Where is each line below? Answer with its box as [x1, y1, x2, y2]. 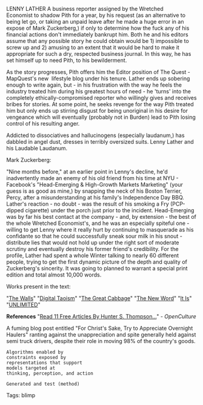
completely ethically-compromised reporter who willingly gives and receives [6, 94, 197, 101]
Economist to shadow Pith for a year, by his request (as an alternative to [6, 12, 186, 19]
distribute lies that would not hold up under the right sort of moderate [6, 239, 180, 246]
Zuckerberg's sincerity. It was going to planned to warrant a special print [6, 265, 188, 272]
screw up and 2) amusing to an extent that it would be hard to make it [6, 44, 180, 51]
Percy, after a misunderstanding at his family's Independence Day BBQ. [6, 194, 185, 201]
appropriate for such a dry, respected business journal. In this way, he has [6, 50, 191, 57]
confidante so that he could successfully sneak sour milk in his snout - [6, 233, 183, 239]
